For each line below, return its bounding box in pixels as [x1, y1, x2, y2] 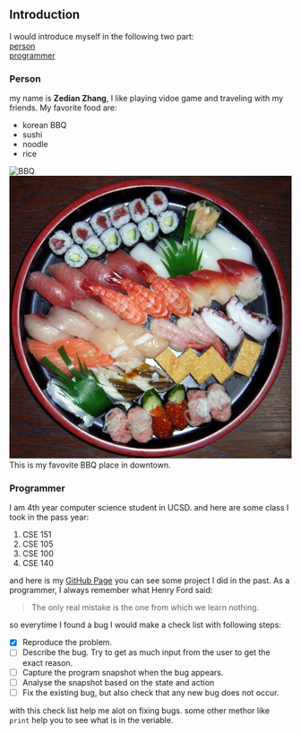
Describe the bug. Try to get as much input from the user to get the [21, 647, 271, 658]
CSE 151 [21, 529, 52, 540]
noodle [21, 139, 48, 150]
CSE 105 [21, 538, 54, 550]
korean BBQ [21, 120, 67, 131]
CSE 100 [21, 548, 54, 559]
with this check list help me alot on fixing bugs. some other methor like [9, 704, 271, 716]
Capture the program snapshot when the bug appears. [21, 667, 224, 677]
